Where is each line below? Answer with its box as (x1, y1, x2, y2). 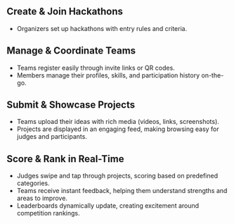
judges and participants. (16, 132, 87, 141)
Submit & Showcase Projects (6, 99, 136, 111)
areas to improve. (16, 194, 68, 203)
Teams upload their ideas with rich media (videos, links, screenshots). (16, 118, 219, 126)
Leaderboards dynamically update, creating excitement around (16, 201, 200, 210)
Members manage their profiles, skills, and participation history (16, 70, 200, 80)
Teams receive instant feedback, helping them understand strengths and (16, 187, 228, 195)
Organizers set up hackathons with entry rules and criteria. (16, 24, 188, 32)
